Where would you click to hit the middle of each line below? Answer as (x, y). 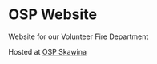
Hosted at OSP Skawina (47, 51)
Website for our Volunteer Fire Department (78, 36)
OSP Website (53, 15)
